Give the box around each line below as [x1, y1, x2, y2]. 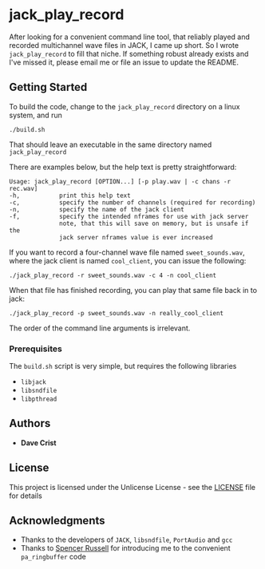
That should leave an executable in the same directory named [9, 140, 212, 149]
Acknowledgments [9, 514, 106, 528]
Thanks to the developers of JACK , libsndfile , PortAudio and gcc [20, 535, 233, 544]
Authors [9, 417, 51, 430]
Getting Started [9, 81, 88, 94]
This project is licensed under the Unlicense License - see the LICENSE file [9, 482, 256, 492]
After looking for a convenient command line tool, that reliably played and [9, 32, 251, 41]
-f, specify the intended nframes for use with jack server [9, 212, 249, 220]
